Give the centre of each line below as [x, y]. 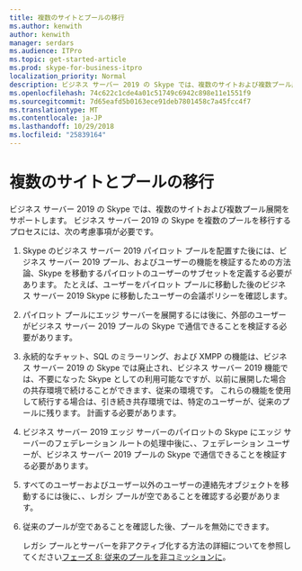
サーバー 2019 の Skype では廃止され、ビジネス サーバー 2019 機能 [156, 367]
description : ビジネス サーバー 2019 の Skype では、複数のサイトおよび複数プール [151, 85]
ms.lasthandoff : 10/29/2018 [62, 127]
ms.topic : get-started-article [68, 59]
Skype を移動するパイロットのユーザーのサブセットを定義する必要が [165, 273]
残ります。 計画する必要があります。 [114, 412]
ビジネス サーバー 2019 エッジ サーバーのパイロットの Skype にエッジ [152, 431]
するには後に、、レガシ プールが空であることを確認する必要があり [151, 495]
